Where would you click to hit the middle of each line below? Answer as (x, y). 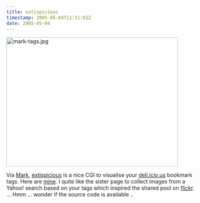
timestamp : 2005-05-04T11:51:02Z (49, 18)
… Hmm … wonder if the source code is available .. (70, 194)
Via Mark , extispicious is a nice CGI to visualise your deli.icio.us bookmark (99, 175)
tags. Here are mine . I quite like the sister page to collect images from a (96, 182)
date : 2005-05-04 (28, 23)
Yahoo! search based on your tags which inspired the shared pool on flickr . (100, 188)
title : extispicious (33, 12)
